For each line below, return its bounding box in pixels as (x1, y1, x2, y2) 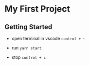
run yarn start (11, 45, 42, 50)
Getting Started (4, 23, 53, 31)
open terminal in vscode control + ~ (11, 35, 86, 41)
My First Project (4, 3, 70, 15)
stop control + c (11, 54, 46, 60)
